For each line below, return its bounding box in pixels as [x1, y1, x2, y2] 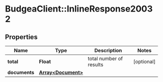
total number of [87, 55, 123, 62]
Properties [5, 33, 38, 41]
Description [94, 47, 122, 54]
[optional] [133, 58, 156, 65]
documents [7, 69, 35, 76]
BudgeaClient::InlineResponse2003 [5, 3, 153, 14]
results [87, 61, 103, 68]
